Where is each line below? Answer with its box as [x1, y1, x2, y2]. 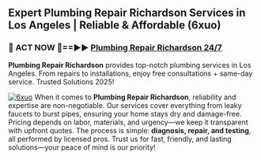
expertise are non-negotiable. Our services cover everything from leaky [8, 100, 243, 110]
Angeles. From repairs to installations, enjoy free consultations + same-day [8, 69, 253, 78]
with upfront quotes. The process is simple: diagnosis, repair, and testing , [8, 125, 252, 135]
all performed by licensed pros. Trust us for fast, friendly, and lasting [8, 134, 232, 143]
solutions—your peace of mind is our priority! [8, 142, 156, 152]
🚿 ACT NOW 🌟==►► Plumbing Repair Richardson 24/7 [8, 43, 223, 54]
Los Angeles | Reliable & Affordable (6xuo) [8, 19, 221, 32]
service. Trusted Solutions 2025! [8, 76, 115, 86]
